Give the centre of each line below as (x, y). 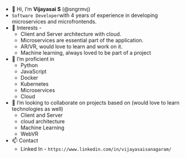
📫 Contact (25, 140)
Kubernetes (34, 84)
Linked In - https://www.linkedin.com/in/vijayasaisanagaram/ (96, 149)
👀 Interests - (27, 28)
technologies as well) (37, 109)
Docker (29, 78)
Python (29, 65)
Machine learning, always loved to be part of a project (86, 53)
